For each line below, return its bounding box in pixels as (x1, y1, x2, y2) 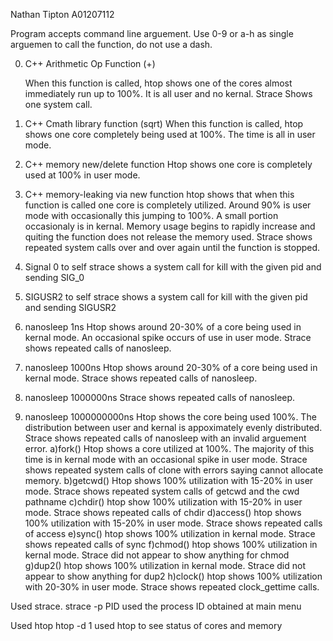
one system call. (24, 99, 93, 110)
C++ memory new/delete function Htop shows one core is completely (24, 159, 313, 170)
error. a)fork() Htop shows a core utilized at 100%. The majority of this (24, 443, 315, 454)
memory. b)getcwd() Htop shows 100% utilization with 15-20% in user (24, 475, 314, 486)
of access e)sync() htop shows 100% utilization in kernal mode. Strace (24, 528, 316, 539)
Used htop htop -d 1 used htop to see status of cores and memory (10, 620, 283, 631)
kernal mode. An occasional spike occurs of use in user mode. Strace (24, 332, 312, 343)
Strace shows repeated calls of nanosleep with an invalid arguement (24, 432, 307, 444)
